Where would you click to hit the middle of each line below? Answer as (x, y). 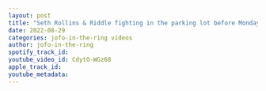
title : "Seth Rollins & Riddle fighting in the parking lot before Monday (134, 23)
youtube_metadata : (38, 74)
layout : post (30, 15)
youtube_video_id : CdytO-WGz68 (60, 60)
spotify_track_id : (38, 52)
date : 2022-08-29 (37, 30)
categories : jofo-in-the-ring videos (70, 38)
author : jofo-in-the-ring (51, 45)
